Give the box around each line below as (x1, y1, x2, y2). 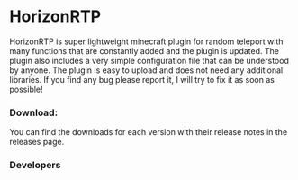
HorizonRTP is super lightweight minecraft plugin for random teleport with (9, 36, 284, 47)
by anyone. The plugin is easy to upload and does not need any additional (9, 65, 284, 76)
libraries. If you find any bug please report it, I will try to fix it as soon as (9, 74, 275, 85)
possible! (9, 84, 43, 94)
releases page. (9, 137, 65, 148)
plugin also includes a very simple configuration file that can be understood (9, 55, 290, 66)
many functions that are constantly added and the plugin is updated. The (9, 45, 279, 56)
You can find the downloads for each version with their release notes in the (9, 127, 288, 138)
